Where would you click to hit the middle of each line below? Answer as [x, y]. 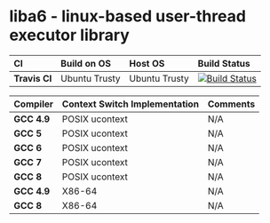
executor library [70, 35]
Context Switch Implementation [131, 104]
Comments [231, 104]
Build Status [224, 63]
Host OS [147, 63]
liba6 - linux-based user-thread [128, 16]
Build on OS [86, 63]
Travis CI [33, 78]
